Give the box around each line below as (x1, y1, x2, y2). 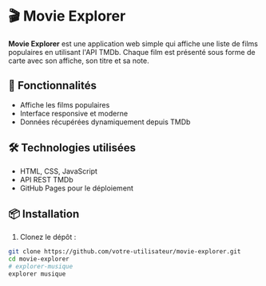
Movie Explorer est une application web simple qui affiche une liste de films (8, 38, 258, 49)
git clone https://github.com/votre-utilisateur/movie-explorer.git (8, 248, 241, 256)
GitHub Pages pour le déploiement (19, 183, 134, 193)
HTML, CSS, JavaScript (19, 166, 98, 176)
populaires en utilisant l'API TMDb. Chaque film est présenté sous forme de (8, 47, 256, 57)
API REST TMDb (19, 174, 73, 184)
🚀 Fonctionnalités (8, 79, 97, 92)
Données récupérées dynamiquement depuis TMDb (19, 117, 191, 127)
